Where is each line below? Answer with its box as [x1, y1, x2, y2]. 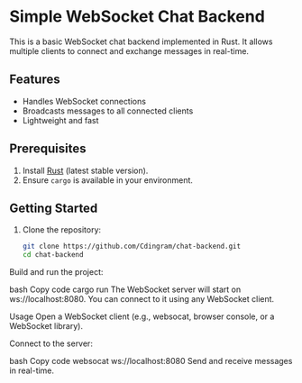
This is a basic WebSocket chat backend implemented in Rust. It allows [9, 36, 273, 47]
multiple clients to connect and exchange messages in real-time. [9, 45, 250, 56]
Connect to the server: [9, 338, 93, 349]
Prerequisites [9, 141, 87, 157]
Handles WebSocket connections [22, 96, 147, 106]
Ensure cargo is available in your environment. [22, 174, 194, 186]
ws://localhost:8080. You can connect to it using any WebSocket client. [9, 294, 275, 305]
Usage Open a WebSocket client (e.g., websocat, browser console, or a [9, 311, 275, 322]
